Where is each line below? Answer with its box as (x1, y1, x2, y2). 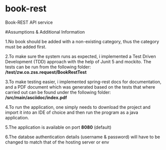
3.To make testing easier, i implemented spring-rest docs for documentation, (5, 79, 162, 85)
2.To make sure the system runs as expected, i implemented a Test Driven (5, 53, 156, 59)
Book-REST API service (5, 19, 53, 25)
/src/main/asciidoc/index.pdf (5, 95, 67, 100)
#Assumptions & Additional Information (5, 29, 85, 35)
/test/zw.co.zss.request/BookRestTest (5, 69, 87, 75)
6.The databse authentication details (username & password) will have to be (5, 134, 160, 140)
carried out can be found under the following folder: (5, 89, 111, 95)
